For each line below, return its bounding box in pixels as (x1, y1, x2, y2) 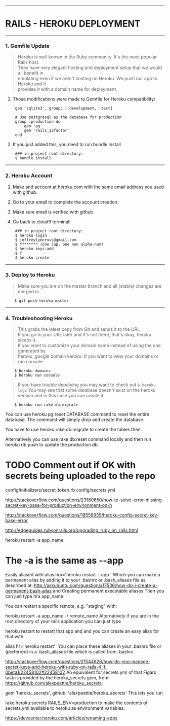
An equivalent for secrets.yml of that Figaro (66, 669, 157, 675)
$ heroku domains (14, 368, 51, 373)
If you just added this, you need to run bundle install (12, 142, 121, 148)
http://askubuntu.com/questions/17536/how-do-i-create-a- (33, 582, 158, 589)
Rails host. (17, 59, 39, 65)
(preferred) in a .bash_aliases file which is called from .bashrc (5, 649, 134, 654)
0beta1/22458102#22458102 (5, 669, 65, 675)
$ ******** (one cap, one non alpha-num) (15, 241, 104, 247)
